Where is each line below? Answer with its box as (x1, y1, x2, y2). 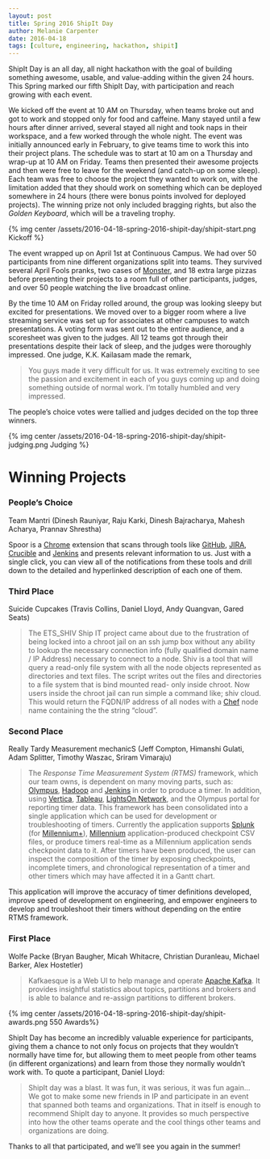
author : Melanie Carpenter (8, 27, 99, 35)
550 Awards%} (49, 1017, 99, 1026)
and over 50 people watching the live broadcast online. (8, 283, 192, 293)
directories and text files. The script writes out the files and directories (27, 671, 262, 681)
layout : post (8, 11, 52, 20)
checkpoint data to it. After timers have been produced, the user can (27, 845, 256, 855)
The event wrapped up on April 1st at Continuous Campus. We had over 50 (8, 248, 257, 259)
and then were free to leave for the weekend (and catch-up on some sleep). (8, 166, 260, 175)
